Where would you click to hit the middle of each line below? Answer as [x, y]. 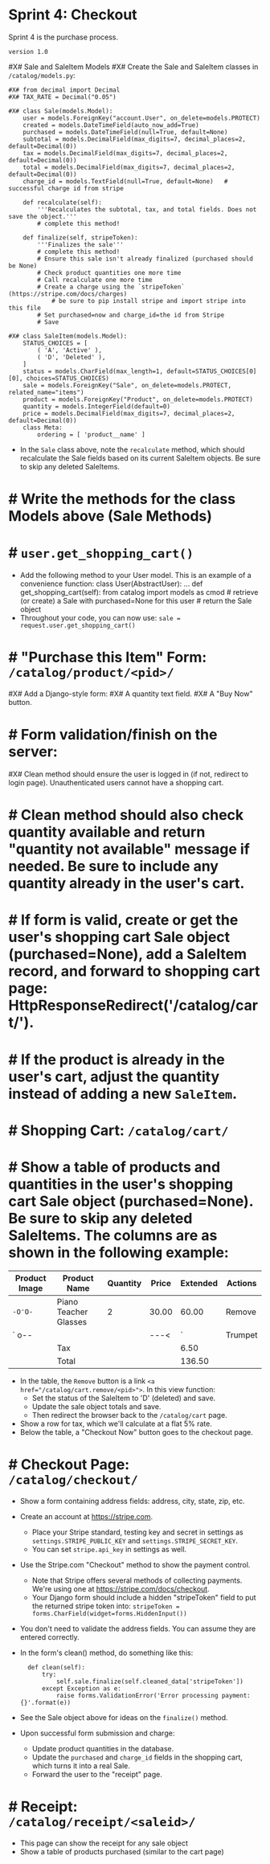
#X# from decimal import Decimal [64, 90]
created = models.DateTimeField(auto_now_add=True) [111, 125]
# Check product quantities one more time [109, 272]
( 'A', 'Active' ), [70, 350]
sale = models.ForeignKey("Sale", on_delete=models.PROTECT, [127, 385]
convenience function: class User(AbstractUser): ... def [111, 584]
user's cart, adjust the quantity [114, 1077]
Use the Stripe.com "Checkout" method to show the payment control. [135, 1564]
